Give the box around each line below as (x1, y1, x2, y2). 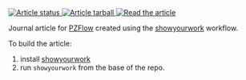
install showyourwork (19, 54, 91, 63)
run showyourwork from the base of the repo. (19, 63, 165, 72)
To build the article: (8, 39, 72, 48)
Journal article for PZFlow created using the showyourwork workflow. (8, 23, 239, 33)
